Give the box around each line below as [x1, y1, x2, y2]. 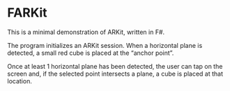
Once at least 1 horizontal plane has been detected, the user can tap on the [7, 62, 223, 70]
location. [7, 76, 33, 85]
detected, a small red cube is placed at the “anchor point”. [7, 49, 174, 57]
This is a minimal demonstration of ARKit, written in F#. [7, 28, 165, 36]
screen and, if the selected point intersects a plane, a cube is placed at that [7, 69, 223, 78]
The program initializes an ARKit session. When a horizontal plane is [7, 41, 203, 49]
